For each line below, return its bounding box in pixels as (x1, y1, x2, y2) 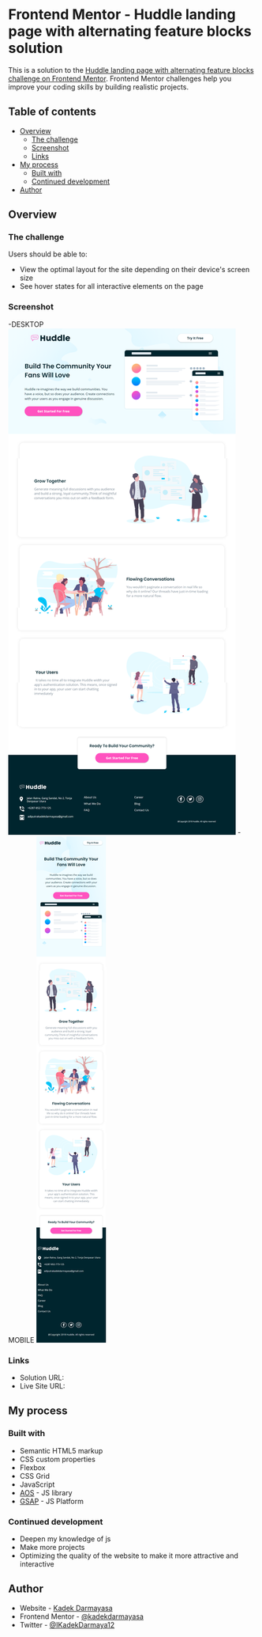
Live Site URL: (19, 1381, 65, 1391)
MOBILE (8, 1335, 35, 1344)
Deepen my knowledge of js (19, 1534, 111, 1544)
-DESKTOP (8, 319, 44, 329)
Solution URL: (19, 1373, 65, 1382)
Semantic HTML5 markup (19, 1446, 103, 1455)
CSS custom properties (19, 1454, 96, 1464)
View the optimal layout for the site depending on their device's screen (19, 265, 250, 275)
